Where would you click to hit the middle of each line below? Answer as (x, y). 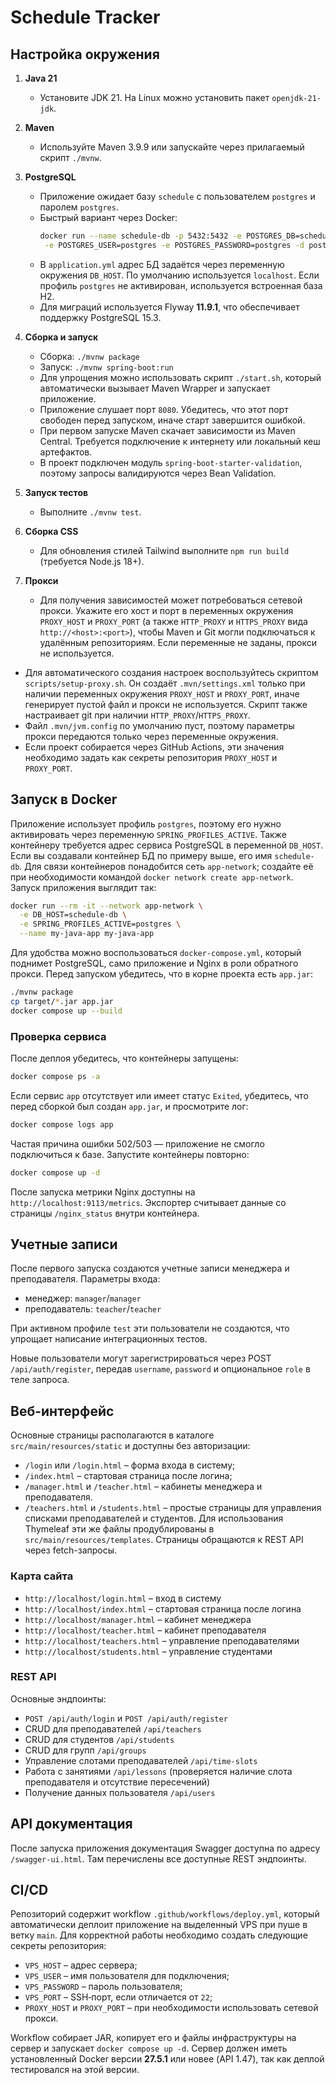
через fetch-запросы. (71, 1550)
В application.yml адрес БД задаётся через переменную (162, 264)
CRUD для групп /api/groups (85, 1750)
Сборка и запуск (61, 337)
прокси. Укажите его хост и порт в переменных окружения (166, 610)
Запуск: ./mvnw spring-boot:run (106, 367)
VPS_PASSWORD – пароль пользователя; (103, 1987)
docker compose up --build (66, 1011)
